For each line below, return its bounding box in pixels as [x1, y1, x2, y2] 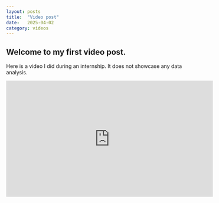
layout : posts [6, 8, 41, 15]
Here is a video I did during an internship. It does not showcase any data [6, 63, 182, 70]
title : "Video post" [6, 14, 60, 20]
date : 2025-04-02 [6, 19, 54, 25]
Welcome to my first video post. [6, 47, 126, 57]
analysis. [6, 69, 28, 76]
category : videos [6, 25, 49, 31]
